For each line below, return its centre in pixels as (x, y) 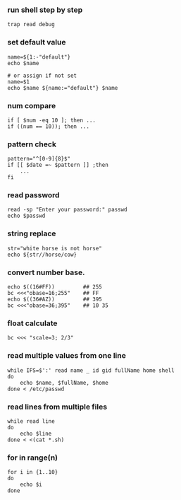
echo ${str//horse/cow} (42, 255)
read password (33, 195)
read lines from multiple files (57, 407)
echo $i (31, 485)
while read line (31, 421)
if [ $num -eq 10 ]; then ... (52, 120)
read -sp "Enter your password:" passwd (68, 210)
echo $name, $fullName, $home (64, 383)
